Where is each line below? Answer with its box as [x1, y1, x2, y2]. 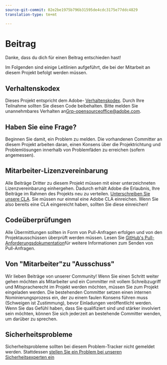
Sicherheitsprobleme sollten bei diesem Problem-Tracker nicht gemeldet [5, 343, 155, 349]
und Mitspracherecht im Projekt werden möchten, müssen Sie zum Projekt [5, 284, 159, 290]
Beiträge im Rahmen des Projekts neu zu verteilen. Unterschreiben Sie [5, 190, 150, 196]
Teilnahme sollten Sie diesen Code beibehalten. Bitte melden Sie [5, 103, 138, 109]
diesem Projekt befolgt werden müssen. [5, 70, 88, 76]
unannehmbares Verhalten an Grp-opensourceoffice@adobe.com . [5, 108, 141, 114]
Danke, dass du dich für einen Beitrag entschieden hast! [5, 55, 121, 61]
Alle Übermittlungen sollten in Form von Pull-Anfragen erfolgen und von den [5, 229, 162, 235]
